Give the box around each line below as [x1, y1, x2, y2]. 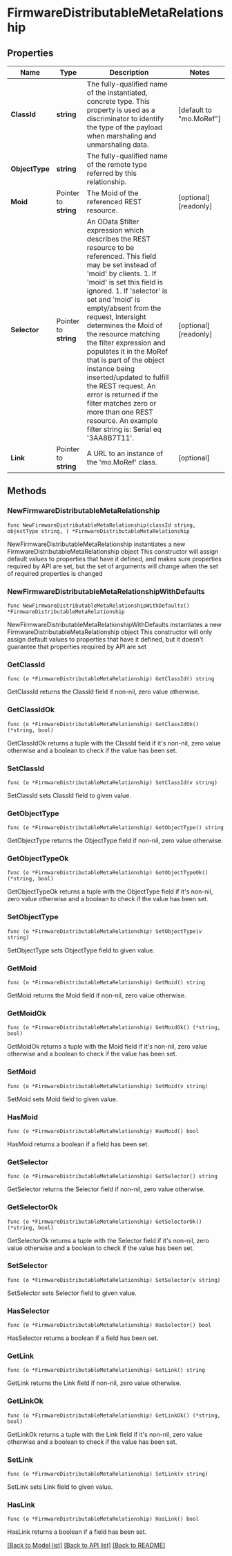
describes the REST [86, 234, 151, 244]
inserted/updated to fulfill [86, 372, 169, 382]
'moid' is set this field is [86, 278, 164, 287]
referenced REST [86, 197, 142, 206]
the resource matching [86, 329, 160, 338]
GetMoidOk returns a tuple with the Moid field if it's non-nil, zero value [7, 1042, 208, 1051]
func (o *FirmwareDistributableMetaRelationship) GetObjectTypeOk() [7, 869, 209, 876]
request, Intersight [86, 312, 146, 321]
